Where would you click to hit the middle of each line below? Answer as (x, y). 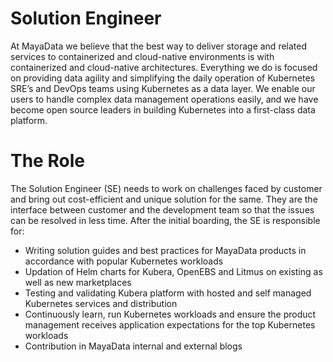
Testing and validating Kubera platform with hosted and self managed (168, 293)
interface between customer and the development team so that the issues (162, 209)
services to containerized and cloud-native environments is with (142, 56)
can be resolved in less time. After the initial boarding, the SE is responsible (165, 220)
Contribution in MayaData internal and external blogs (133, 346)
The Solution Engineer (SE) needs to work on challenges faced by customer (166, 188)
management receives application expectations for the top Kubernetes (170, 324)
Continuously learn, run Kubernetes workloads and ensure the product (170, 314)
